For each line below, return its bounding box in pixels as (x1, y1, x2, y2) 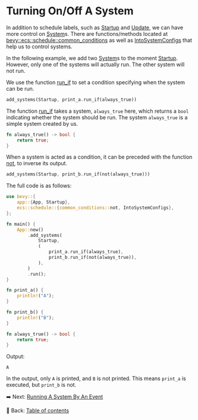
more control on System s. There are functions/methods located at (6, 30, 168, 37)
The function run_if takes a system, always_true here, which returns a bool (6, 107, 189, 115)
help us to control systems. (6, 43, 73, 50)
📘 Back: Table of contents (6, 407, 70, 414)
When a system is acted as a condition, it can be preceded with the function (6, 153, 193, 160)
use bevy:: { (6, 194, 36, 200)
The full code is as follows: (6, 182, 72, 189)
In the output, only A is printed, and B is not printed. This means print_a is (6, 375, 186, 382)
